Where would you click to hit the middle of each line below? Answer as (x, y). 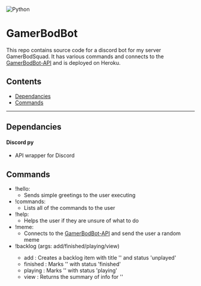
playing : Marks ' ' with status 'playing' (71, 270)
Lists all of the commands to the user (69, 208)
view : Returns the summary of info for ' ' (74, 277)
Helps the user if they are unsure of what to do (81, 221)
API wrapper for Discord (45, 155)
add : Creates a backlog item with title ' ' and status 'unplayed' (100, 258)
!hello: (22, 189)
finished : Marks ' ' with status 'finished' (72, 264)
